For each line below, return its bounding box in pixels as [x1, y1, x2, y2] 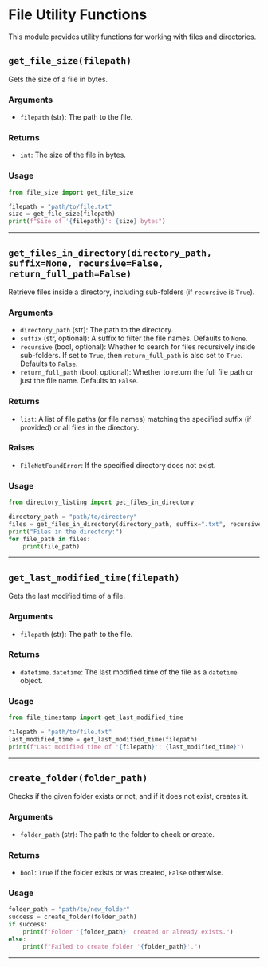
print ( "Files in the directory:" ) [8, 528, 124, 536]
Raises [8, 442, 35, 454]
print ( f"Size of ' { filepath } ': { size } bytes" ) [8, 218, 166, 226]
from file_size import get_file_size [8, 188, 134, 196]
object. [19, 675, 43, 685]
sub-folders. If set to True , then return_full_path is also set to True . [19, 351, 243, 360]
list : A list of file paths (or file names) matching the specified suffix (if [19, 414, 252, 423]
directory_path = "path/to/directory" [8, 513, 137, 521]
